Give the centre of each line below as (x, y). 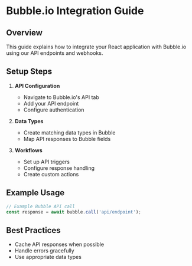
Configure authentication (54, 110)
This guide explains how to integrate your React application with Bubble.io (96, 47)
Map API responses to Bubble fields (67, 139)
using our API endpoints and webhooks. (55, 53)
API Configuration (37, 86)
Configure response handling (59, 168)
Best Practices (33, 230)
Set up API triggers (46, 162)
